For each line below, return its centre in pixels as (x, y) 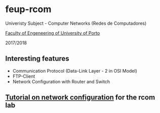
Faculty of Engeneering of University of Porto (53, 33)
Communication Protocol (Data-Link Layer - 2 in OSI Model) (75, 71)
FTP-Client (24, 76)
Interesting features (37, 59)
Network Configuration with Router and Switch (61, 81)
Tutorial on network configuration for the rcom (80, 98)
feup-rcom (28, 9)
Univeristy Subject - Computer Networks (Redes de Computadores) (76, 23)
